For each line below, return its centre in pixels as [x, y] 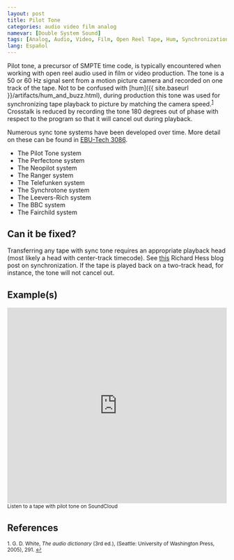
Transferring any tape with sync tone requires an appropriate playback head [117, 250]
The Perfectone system [51, 160]
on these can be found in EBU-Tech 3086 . [67, 139]
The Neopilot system [47, 168]
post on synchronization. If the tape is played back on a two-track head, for [116, 266]
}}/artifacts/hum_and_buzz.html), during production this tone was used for [114, 95]
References [33, 528]
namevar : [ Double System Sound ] [54, 33]
